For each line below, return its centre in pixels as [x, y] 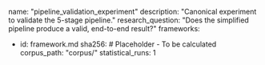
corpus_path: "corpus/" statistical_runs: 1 [88, 53]
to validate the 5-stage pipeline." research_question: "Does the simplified [129, 20]
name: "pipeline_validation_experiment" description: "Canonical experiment [132, 12]
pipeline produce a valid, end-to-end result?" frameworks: [104, 28]
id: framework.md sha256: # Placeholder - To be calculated [118, 44]
